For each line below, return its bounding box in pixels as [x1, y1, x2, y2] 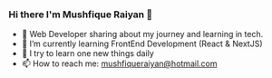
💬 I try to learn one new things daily [21, 48, 155, 59]
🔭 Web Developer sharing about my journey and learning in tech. [21, 29, 264, 40]
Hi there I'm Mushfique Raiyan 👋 [8, 8, 153, 21]
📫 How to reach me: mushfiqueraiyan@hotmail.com [21, 58, 218, 69]
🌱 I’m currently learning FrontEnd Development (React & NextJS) [21, 38, 263, 49]
